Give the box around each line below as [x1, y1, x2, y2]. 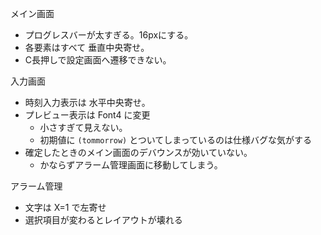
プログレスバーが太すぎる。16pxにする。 [24, 29, 194, 41]
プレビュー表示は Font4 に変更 [24, 109, 151, 121]
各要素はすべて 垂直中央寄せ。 [24, 42, 150, 53]
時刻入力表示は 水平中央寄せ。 [24, 97, 151, 108]
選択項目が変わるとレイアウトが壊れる [24, 214, 183, 226]
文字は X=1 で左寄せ [24, 202, 107, 213]
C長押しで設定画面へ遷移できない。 [24, 54, 172, 66]
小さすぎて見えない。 [39, 122, 128, 133]
